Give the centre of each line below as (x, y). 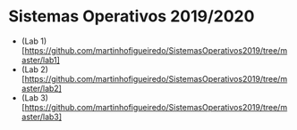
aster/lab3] (42, 117)
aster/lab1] (40, 60)
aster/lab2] (41, 88)
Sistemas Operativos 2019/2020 (132, 16)
